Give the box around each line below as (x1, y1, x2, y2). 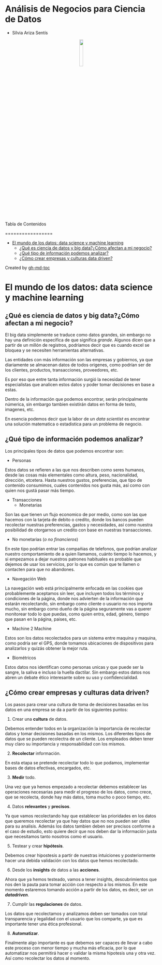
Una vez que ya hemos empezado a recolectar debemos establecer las (5, 783, 147, 790)
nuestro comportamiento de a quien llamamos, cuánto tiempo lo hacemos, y (5, 551, 157, 557)
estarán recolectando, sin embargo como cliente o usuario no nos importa (5, 601, 153, 607)
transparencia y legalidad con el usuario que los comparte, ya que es (5, 915, 143, 921)
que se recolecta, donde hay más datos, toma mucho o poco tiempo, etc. (5, 794, 151, 800)
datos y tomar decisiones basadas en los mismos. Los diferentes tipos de (5, 730, 151, 736)
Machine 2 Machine (12, 626, 52, 631)
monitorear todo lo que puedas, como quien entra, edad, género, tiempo (5, 611, 149, 617)
